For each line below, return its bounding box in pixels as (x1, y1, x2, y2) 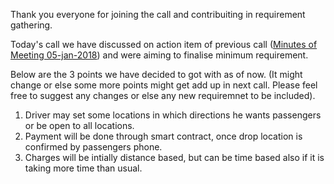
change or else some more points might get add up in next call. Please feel (10, 79, 318, 91)
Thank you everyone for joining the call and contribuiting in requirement (10, 9, 306, 20)
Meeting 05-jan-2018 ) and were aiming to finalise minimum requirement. (10, 49, 309, 61)
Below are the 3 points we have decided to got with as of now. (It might (10, 69, 303, 80)
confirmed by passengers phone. (24, 141, 163, 153)
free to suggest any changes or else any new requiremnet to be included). (10, 90, 316, 101)
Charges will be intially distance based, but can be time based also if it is (24, 152, 325, 163)
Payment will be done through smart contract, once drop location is (24, 130, 303, 142)
